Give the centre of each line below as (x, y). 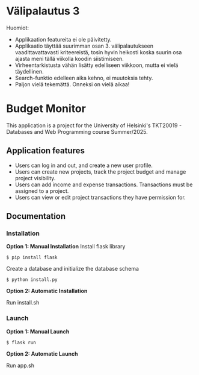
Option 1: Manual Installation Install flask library (66, 247)
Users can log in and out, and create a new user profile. (84, 165)
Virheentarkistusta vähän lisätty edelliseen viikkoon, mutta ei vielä (96, 65)
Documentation (36, 216)
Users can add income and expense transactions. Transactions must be (104, 184)
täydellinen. (29, 71)
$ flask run (21, 342)
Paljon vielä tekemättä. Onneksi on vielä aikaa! (72, 84)
